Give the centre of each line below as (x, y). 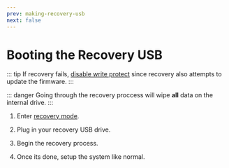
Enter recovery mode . (48, 116)
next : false (24, 20)
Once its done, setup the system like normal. (81, 157)
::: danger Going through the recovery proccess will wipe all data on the (110, 95)
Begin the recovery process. (57, 143)
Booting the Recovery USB (85, 55)
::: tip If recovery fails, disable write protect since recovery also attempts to (114, 74)
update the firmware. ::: (40, 82)
